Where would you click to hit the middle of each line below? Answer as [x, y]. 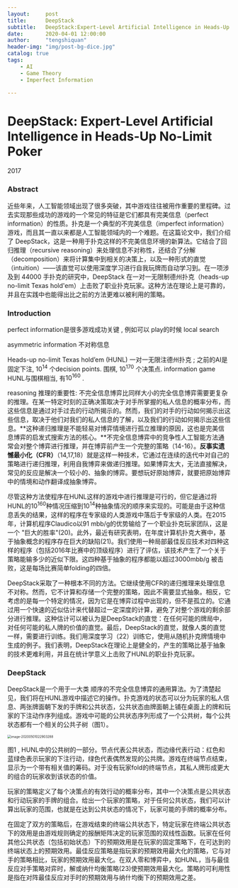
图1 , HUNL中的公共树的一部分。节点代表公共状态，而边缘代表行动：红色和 [116, 750]
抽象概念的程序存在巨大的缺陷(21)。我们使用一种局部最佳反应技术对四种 [118, 541]
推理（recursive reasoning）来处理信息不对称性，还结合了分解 [104, 250]
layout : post [33, 14]
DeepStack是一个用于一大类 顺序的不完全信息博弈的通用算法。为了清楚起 [114, 689]
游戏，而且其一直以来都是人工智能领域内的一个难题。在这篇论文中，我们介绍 [119, 232]
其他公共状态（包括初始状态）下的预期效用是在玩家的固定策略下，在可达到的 [119, 842]
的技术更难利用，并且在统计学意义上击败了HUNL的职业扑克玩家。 [103, 654]
